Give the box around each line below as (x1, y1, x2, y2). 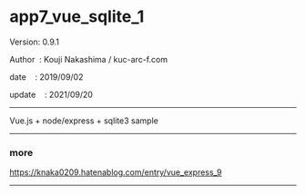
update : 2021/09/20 (9, 89, 94, 100)
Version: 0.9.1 (9, 36, 60, 47)
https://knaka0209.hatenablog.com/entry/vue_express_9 (9, 167, 222, 178)
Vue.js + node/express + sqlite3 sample (9, 115, 159, 126)
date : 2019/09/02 (9, 71, 84, 83)
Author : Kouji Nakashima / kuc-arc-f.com (9, 54, 168, 64)
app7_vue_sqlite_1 (9, 6, 145, 27)
